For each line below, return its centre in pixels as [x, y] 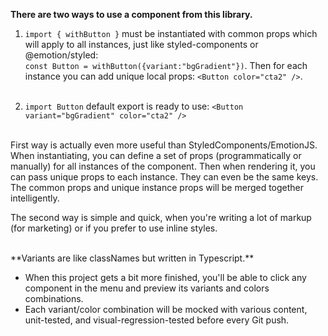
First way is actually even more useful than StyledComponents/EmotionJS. [164, 145]
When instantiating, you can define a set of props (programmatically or [156, 155]
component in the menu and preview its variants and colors [147, 288]
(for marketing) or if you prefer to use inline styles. [114, 228]
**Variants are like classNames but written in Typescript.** [132, 258]
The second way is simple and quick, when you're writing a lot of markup [161, 217]
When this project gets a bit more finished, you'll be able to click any [165, 277]
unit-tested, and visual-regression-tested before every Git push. [157, 320]
